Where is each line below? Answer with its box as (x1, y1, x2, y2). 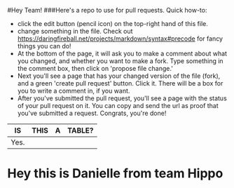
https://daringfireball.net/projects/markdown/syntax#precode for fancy (17, 34, 223, 43)
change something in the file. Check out (17, 27, 133, 35)
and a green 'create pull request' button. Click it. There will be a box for (17, 79, 223, 87)
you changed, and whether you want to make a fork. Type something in (17, 57, 223, 65)
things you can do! (17, 42, 71, 50)
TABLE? (67, 126, 94, 135)
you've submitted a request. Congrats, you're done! (17, 109, 167, 117)
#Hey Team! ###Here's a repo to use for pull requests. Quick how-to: (7, 6, 207, 14)
